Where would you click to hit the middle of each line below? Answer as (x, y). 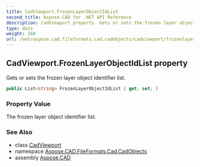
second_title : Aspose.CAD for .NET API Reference (69, 17)
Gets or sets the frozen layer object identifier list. (66, 77)
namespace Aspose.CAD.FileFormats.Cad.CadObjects (81, 152)
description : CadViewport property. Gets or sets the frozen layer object (101, 23)
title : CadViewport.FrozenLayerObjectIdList (62, 12)
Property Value (29, 103)
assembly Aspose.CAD (43, 157)
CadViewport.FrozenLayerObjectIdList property (97, 63)
